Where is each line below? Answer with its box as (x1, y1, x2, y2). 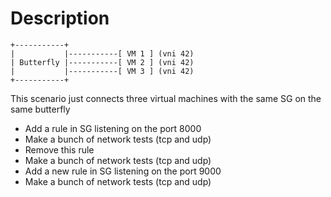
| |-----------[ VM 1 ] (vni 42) (10, 48, 195, 59)
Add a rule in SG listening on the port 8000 (24, 122, 202, 134)
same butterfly (10, 103, 71, 115)
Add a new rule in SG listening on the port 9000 (24, 165, 222, 177)
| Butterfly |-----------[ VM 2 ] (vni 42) (10, 57, 195, 67)
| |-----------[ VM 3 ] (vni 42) (10, 66, 195, 76)
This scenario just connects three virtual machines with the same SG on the (10, 92, 322, 104)
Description (10, 7, 110, 30)
